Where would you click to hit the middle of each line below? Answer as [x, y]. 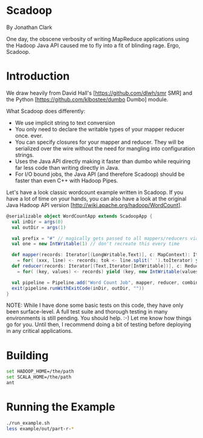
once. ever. [29, 135]
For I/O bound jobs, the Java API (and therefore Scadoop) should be [100, 174]
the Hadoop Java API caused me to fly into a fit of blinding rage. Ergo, [93, 45]
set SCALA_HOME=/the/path [39, 377]
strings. [24, 155]
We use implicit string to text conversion [65, 123]
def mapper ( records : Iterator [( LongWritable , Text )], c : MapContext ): [101, 255]
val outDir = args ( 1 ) [39, 227]
